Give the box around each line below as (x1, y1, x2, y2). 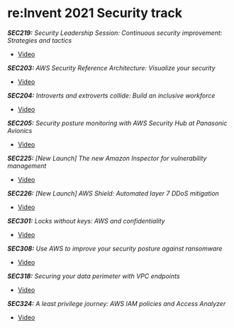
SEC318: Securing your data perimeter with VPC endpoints (7, 272, 180, 280)
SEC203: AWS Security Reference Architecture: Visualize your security (7, 63, 216, 72)
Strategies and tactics (7, 36, 72, 44)
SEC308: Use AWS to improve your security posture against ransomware (7, 244, 223, 253)
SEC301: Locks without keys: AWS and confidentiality (7, 216, 165, 225)
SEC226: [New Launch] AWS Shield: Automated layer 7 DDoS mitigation (7, 189, 220, 197)
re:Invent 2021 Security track (7, 5, 183, 21)
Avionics (7, 126, 33, 134)
